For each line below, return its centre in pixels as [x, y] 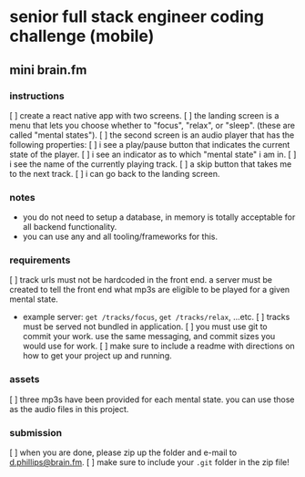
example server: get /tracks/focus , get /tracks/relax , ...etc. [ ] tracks [156, 317]
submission [36, 432]
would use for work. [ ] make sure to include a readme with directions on [159, 346]
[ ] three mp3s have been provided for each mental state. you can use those [152, 399]
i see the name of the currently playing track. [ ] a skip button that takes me [151, 164]
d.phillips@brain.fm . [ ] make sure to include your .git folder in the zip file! [149, 462]
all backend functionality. [70, 227]
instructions [37, 96]
